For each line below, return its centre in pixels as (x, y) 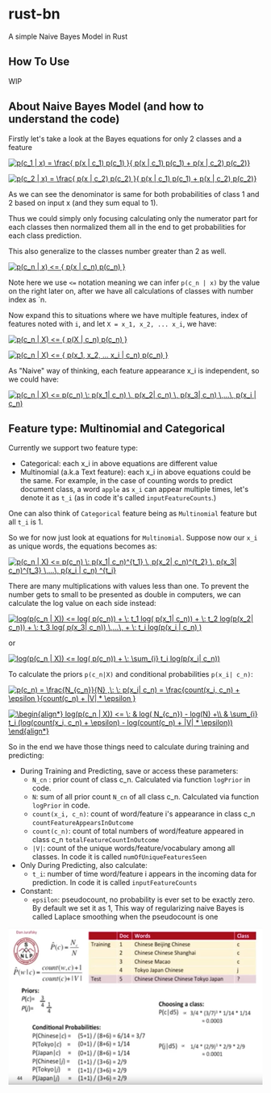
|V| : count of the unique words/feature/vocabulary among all (133, 849)
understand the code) (64, 119)
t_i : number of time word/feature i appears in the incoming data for (144, 874)
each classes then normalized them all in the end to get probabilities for (127, 227)
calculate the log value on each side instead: (82, 603)
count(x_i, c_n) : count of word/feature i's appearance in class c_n (144, 814)
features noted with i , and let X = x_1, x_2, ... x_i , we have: (113, 323)
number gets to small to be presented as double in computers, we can (125, 594)
